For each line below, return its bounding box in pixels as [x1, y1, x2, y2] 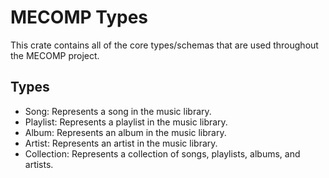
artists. [24, 158, 54, 170]
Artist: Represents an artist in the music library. [24, 137, 218, 149]
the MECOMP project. [10, 49, 100, 61]
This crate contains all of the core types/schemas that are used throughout [10, 39, 319, 51]
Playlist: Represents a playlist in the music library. [24, 116, 228, 128]
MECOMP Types [10, 6, 149, 29]
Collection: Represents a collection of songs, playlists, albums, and [24, 147, 301, 160]
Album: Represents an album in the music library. [24, 126, 227, 138]
